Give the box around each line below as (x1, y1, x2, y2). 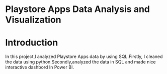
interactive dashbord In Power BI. (5, 64, 74, 70)
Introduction (5, 37, 58, 48)
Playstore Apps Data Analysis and (5, 3, 150, 15)
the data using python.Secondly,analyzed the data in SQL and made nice (5, 59, 156, 65)
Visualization (5, 14, 61, 25)
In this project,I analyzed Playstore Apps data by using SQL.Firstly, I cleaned (5, 53, 163, 59)
